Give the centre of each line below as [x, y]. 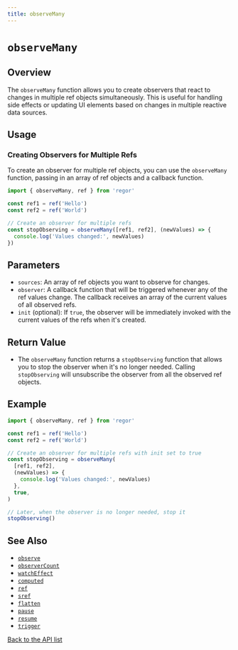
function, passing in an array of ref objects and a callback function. [106, 178]
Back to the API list [35, 639]
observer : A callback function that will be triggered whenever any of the [123, 290]
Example [27, 405]
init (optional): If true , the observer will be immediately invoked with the [124, 313]
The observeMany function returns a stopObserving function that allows [120, 359]
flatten [29, 604]
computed [31, 581]
